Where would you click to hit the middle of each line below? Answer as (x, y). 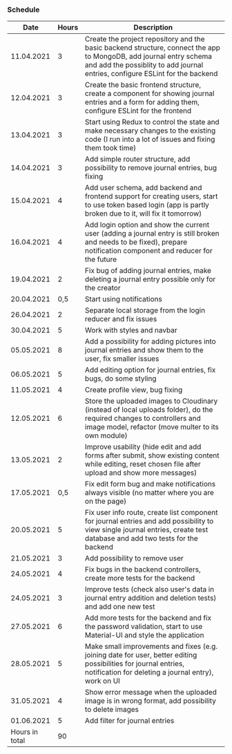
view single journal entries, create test (147, 530)
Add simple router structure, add (138, 159)
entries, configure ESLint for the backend (152, 74)
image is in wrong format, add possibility (151, 701)
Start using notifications (124, 299)
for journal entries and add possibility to (149, 521)
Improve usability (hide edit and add (143, 447)
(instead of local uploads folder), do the (149, 410)
